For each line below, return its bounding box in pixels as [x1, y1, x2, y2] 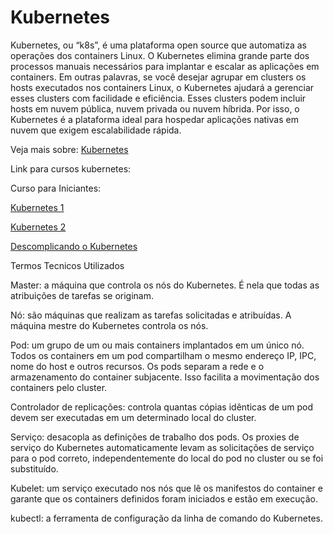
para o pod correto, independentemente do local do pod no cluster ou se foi [10, 452, 324, 464]
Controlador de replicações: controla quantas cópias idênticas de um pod [10, 401, 314, 413]
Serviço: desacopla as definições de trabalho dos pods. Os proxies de [10, 431, 300, 443]
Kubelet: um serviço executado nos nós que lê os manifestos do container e [10, 482, 323, 494]
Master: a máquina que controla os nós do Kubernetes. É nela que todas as [10, 279, 320, 291]
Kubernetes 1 [10, 201, 65, 213]
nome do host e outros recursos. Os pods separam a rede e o [10, 360, 265, 372]
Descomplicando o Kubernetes [10, 240, 138, 252]
